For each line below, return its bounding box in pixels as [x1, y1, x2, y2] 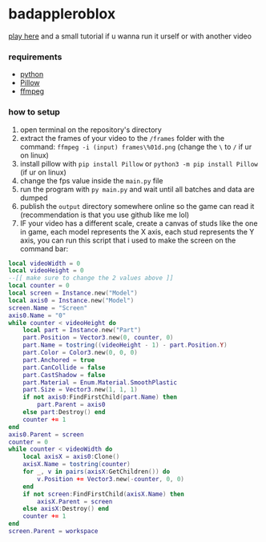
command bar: [19, 243, 69, 253]
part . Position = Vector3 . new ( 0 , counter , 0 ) [22, 334, 174, 342]
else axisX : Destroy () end [22, 505, 110, 513]
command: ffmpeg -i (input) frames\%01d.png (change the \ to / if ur [19, 142, 252, 151]
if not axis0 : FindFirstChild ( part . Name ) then [22, 393, 178, 401]
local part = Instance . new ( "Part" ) [22, 326, 142, 335]
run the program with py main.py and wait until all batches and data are [19, 184, 255, 194]
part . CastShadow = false [22, 371, 106, 379]
